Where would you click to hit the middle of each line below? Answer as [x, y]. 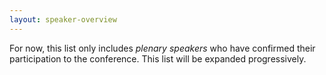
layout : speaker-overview [63, 19]
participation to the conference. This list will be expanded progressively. [158, 58]
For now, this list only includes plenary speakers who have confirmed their [162, 48]
